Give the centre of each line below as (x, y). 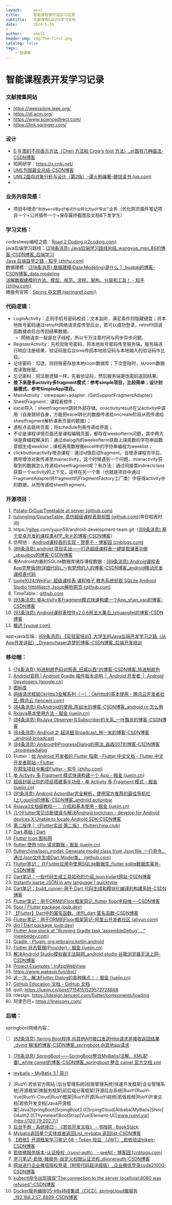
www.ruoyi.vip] (133, 1115)
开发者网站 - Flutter (33, 762)
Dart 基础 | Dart (29, 832)
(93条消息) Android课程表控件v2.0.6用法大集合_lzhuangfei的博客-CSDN (88, 613)
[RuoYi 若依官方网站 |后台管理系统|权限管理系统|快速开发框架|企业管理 (87, 1084)
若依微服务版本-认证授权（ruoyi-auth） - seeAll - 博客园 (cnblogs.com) (88, 1153)
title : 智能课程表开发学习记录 (41, 15)
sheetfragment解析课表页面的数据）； (52, 421)
